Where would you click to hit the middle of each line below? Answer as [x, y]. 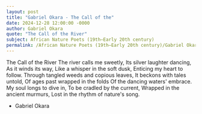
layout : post [23, 12]
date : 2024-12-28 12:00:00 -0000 [48, 23]
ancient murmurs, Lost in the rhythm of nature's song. [73, 94]
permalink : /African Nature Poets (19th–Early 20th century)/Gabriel [95, 46]
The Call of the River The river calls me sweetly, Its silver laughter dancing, [99, 62]
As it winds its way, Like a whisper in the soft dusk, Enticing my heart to [95, 68]
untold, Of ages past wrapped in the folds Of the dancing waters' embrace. [99, 81]
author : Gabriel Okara [35, 28]
